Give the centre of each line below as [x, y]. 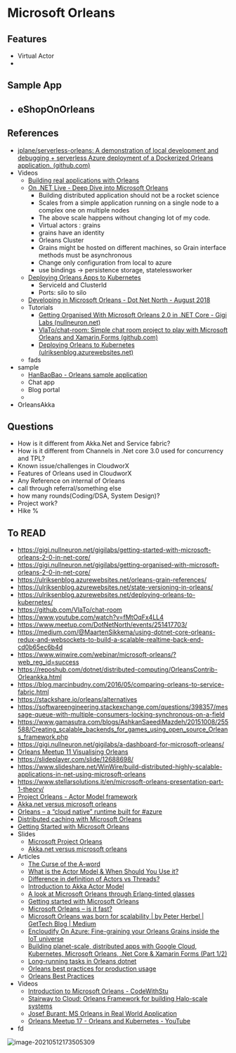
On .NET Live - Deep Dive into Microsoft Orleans [98, 187]
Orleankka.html [39, 677]
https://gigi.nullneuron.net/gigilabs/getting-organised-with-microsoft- [118, 565]
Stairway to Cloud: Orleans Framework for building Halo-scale [118, 999]
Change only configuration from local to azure [105, 263]
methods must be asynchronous [85, 255]
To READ [27, 533]
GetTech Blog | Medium [62, 924]
